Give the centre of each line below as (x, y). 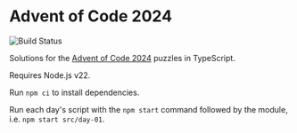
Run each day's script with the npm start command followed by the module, (148, 109)
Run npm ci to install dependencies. (74, 92)
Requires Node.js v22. (50, 75)
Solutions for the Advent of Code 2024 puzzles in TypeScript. (123, 58)
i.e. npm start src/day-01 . (57, 119)
